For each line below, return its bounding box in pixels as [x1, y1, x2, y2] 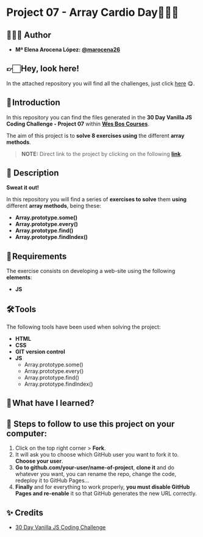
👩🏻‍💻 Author [6, 30, 52, 40]
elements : [6, 274, 32, 281]
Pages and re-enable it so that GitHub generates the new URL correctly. [15, 490, 197, 497]
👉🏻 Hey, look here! [6, 63, 79, 74]
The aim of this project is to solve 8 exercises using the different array [6, 132, 185, 139]
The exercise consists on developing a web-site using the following [6, 268, 176, 275]
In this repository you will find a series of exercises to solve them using [6, 196, 187, 203]
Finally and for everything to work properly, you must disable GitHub [15, 483, 190, 491]
